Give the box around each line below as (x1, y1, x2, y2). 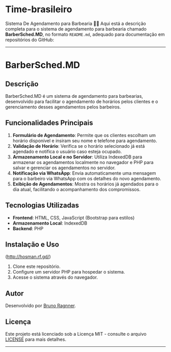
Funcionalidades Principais (5, 119, 93, 127)
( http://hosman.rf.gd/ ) (5, 254, 51, 260)
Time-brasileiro (5, 4, 72, 15)
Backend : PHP (12, 225, 44, 231)
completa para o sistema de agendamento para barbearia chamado (5, 25, 147, 32)
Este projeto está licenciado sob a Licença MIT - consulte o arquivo (5, 331, 147, 337)
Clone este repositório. (12, 263, 61, 269)
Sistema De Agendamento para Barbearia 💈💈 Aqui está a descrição (5, 20, 146, 26)
